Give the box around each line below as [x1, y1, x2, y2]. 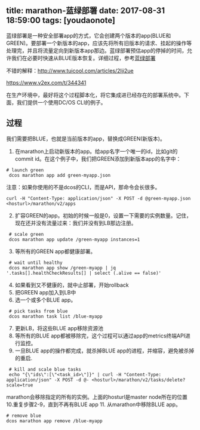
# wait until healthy [8, 259, 63, 266]
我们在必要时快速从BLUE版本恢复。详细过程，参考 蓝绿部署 [11, 54, 156, 62]
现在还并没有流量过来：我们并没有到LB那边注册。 [14, 219, 137, 226]
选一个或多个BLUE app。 [14, 296, 76, 303]
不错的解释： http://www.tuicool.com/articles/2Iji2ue [6, 67, 134, 74]
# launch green [6, 167, 44, 173]
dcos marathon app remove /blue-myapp [6, 417, 103, 424]
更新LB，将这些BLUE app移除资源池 [14, 324, 103, 331]
